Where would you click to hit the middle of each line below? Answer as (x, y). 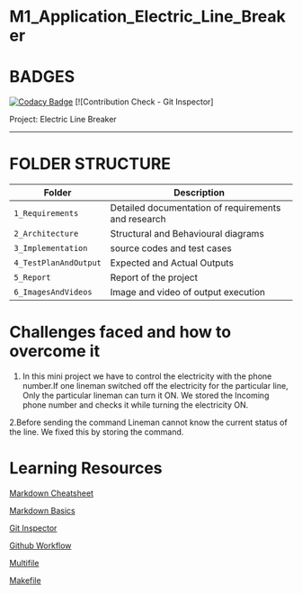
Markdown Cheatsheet (52, 493)
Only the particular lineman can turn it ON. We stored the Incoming (146, 395)
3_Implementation (51, 248)
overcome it (55, 351)
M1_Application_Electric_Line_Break (147, 17)
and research (138, 220)
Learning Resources (86, 468)
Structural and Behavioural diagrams (187, 234)
